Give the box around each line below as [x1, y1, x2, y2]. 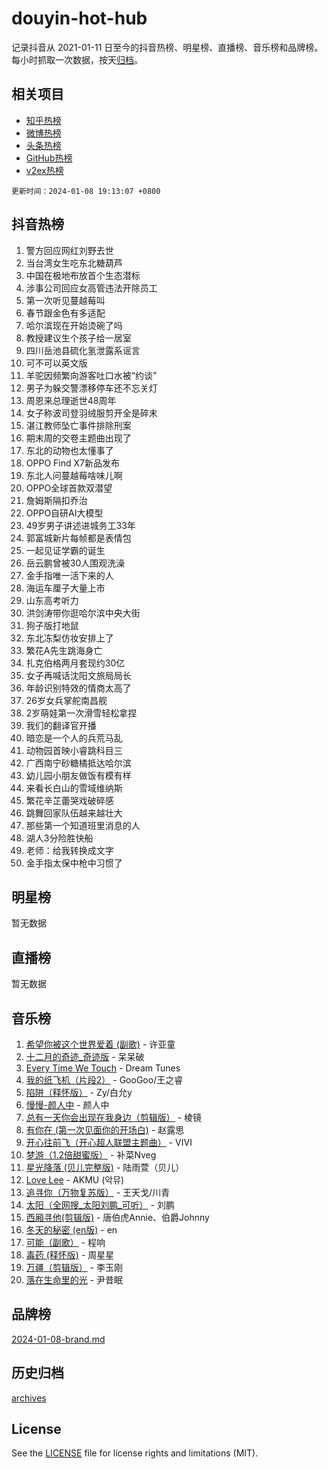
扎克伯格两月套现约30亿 [25, 657, 126, 669]
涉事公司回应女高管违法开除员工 [25, 282, 158, 294]
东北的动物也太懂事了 [25, 444, 114, 456]
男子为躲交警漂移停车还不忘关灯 [25, 382, 158, 394]
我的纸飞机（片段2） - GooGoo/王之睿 [25, 1074, 184, 1086]
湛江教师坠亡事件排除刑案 [25, 419, 132, 431]
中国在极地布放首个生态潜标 [25, 269, 141, 281]
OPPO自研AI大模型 [25, 507, 104, 519]
